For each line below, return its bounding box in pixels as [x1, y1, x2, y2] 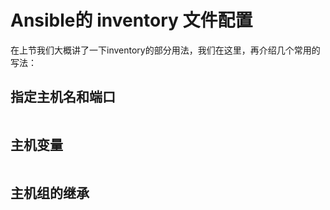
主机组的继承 [10, 184, 90, 201]
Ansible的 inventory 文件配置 [10, 9, 253, 32]
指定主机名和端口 [10, 89, 116, 106]
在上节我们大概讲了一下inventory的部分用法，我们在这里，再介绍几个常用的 [10, 44, 321, 56]
